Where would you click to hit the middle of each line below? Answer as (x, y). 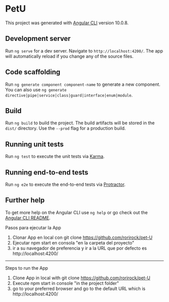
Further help (25, 200)
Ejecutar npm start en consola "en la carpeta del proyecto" (73, 242)
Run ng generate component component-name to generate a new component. (83, 84)
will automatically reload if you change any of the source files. (69, 56)
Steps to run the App (27, 268)
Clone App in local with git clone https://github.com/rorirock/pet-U (81, 278)
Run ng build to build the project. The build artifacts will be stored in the (80, 123)
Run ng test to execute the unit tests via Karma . (55, 157)
